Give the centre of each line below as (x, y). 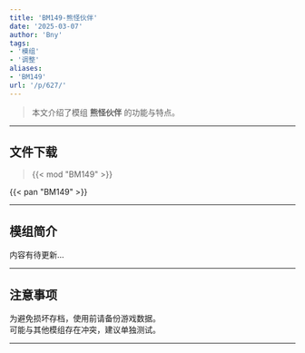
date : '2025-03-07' (46, 26)
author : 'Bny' (36, 34)
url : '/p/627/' (38, 85)
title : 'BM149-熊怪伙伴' (54, 18)
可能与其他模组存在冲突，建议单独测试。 (85, 330)
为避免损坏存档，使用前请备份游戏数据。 (85, 319)
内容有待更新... (37, 255)
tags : (20, 43)
